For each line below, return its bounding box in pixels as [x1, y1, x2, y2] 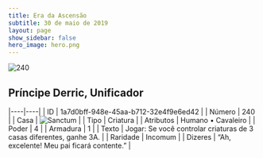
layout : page [8, 26, 52, 34]
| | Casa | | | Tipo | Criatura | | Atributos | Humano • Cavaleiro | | [8, 115, 256, 125]
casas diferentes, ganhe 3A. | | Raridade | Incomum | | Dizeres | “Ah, [8, 132, 232, 141]
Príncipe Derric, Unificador [8, 86, 144, 99]
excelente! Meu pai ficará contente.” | [8, 141, 131, 150]
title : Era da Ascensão [8, 11, 87, 20]
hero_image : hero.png [8, 41, 80, 49]
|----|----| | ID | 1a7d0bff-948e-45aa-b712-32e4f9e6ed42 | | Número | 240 [8, 106, 256, 116]
